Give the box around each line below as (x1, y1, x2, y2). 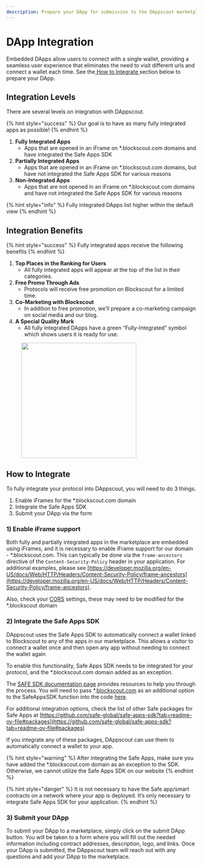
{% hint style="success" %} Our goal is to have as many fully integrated (6, 120, 186, 127)
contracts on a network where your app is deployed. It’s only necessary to (6, 791, 191, 799)
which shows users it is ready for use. (24, 331, 119, 338)
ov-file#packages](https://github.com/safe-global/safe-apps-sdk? (6, 717, 172, 725)
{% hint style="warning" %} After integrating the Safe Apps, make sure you (6, 754, 194, 762)
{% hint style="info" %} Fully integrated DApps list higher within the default (6, 201, 193, 209)
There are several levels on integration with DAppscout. (6, 108, 144, 115)
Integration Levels (6, 92, 76, 102)
